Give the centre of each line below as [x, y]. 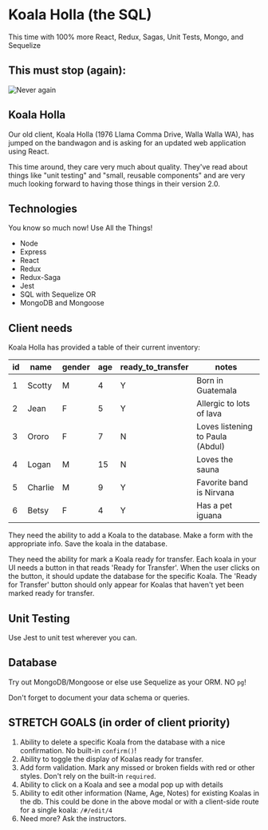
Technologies [43, 208]
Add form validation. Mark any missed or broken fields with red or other [137, 767]
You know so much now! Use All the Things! [81, 228]
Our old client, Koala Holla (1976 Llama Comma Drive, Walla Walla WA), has [131, 134]
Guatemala [217, 391]
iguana [209, 516]
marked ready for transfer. [51, 593]
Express [33, 252]
